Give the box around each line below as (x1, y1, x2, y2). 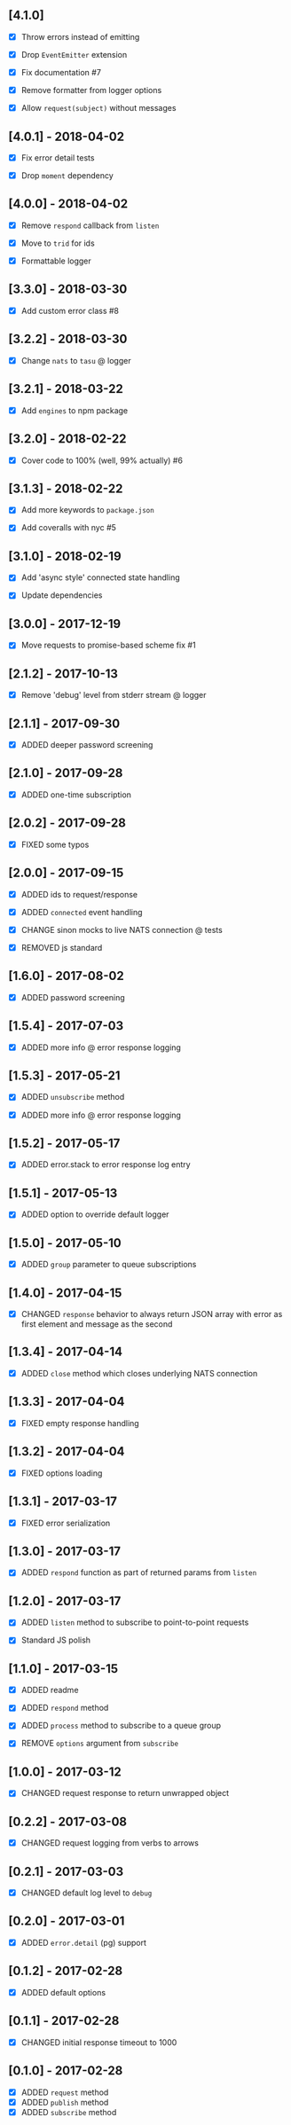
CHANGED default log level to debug (20, 1887, 153, 1898)
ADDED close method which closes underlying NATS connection (20, 1368, 258, 1378)
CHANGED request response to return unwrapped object (20, 1788, 230, 1799)
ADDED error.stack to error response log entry (20, 1159, 192, 1170)
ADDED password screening (20, 992, 125, 1002)
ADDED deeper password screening (20, 740, 153, 749)
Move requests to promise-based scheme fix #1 (20, 639, 196, 651)
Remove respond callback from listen (20, 220, 160, 231)
